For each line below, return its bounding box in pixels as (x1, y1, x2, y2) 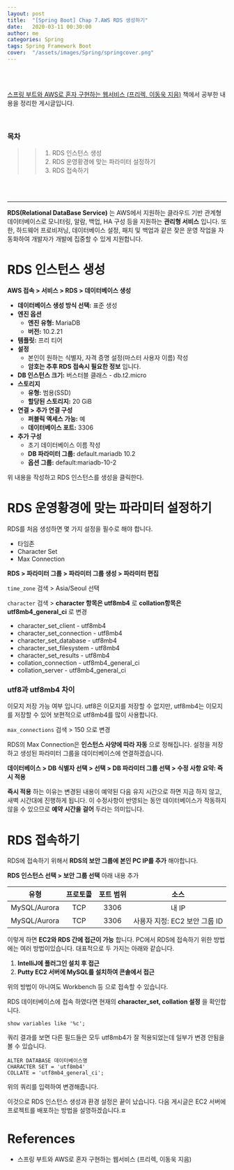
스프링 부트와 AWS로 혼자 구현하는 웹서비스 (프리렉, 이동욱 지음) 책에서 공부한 (7, 90, 219, 98)
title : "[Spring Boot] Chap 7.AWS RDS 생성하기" (7, 17, 148, 24)
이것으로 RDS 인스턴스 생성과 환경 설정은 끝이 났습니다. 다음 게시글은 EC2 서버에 (7, 1097, 226, 1106)
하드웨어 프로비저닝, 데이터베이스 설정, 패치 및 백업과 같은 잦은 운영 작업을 (16, 226, 217, 235)
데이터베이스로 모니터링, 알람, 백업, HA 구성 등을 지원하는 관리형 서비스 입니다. (7, 217, 220, 226)
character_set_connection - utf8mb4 (17, 629, 123, 638)
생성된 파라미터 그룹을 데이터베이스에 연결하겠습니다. (19, 749, 164, 758)
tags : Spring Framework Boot (7, 43, 92, 50)
